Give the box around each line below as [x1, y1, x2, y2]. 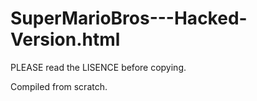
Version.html [10, 28, 121, 51]
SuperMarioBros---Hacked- [10, 7, 248, 30]
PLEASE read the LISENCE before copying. [10, 61, 187, 73]
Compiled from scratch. [10, 80, 108, 92]
